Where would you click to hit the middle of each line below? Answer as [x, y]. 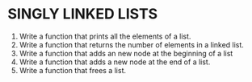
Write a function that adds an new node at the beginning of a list [126, 53]
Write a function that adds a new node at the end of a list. [115, 62]
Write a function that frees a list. [73, 70]
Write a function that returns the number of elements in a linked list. [131, 44]
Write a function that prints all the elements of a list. [105, 36]
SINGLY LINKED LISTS [83, 14]
